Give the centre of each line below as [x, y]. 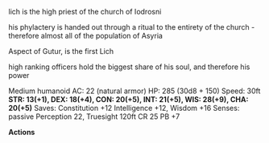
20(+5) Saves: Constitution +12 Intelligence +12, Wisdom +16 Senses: [124, 108]
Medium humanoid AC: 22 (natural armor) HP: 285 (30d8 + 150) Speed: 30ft [134, 91]
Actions [22, 132]
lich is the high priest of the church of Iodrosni [85, 12]
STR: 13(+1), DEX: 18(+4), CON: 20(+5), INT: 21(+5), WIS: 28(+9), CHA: [128, 99]
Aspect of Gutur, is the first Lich [61, 51]
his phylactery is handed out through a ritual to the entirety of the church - [132, 27]
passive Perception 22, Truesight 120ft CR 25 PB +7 [94, 116]
